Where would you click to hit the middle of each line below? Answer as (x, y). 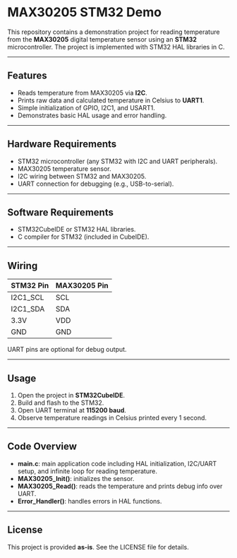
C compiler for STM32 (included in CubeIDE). (83, 237)
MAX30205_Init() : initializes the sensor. (76, 478)
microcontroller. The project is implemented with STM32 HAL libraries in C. (116, 47)
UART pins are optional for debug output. (67, 350)
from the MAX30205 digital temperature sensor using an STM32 (102, 39)
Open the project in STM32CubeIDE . (71, 395)
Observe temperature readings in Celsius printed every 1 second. (112, 418)
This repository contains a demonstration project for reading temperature (114, 32)
